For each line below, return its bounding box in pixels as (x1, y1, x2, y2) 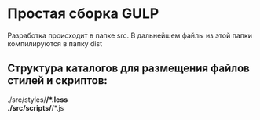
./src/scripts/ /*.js (7, 103, 64, 112)
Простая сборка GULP (7, 5, 159, 23)
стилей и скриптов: (7, 74, 108, 87)
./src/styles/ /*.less (7, 95, 68, 104)
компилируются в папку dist (7, 38, 103, 48)
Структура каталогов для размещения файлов (7, 62, 251, 75)
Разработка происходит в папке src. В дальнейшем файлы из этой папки (7, 31, 253, 40)
